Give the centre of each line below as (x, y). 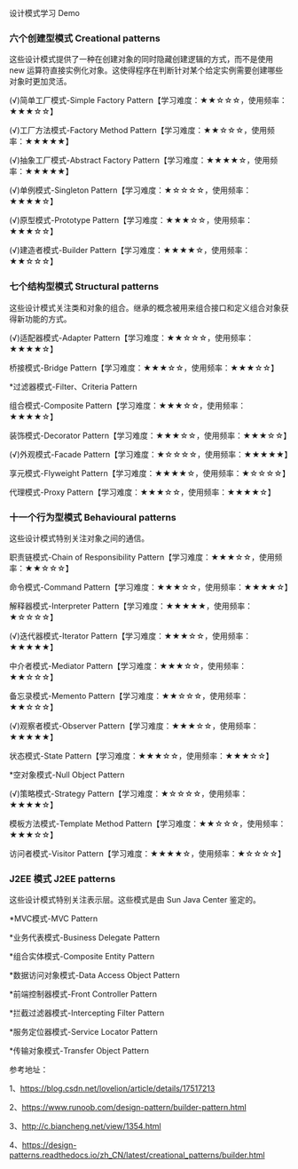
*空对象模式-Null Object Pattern (67, 775)
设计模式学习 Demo (44, 13)
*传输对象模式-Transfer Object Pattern (79, 1051)
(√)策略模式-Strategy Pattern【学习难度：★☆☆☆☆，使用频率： (129, 793)
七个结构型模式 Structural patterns (84, 287)
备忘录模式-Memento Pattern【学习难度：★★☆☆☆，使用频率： (129, 696)
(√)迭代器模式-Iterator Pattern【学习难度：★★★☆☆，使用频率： (130, 636)
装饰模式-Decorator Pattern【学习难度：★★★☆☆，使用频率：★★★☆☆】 (150, 435)
